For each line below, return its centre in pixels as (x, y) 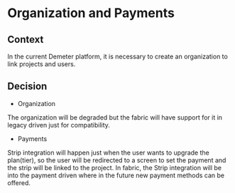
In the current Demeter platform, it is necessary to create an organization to (118, 56)
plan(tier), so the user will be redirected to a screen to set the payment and (117, 160)
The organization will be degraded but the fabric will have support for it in (115, 117)
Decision (27, 87)
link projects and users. (42, 64)
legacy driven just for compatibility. (59, 125)
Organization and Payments (91, 13)
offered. (19, 182)
